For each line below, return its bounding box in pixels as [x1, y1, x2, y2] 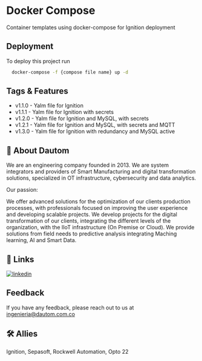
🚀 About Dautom [6, 145, 70, 155]
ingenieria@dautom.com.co [6, 310, 76, 317]
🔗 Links [6, 254, 34, 265]
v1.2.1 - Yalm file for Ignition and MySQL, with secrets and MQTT [15, 121, 175, 129]
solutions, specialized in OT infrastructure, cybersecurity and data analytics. [6, 174, 197, 182]
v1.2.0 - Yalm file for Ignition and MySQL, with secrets [15, 115, 149, 122]
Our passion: [6, 186, 38, 194]
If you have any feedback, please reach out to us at [6, 304, 134, 311]
